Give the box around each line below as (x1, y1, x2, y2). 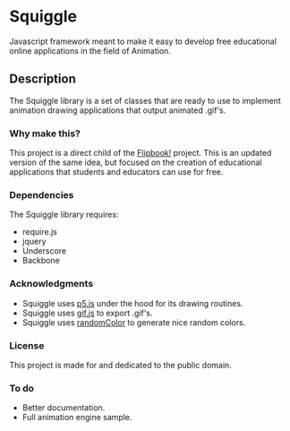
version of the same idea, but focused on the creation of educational (9, 157, 262, 168)
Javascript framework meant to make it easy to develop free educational (9, 36, 277, 47)
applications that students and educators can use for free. (9, 167, 224, 177)
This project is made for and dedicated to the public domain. (9, 359, 233, 370)
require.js (21, 227, 58, 237)
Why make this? (9, 127, 81, 140)
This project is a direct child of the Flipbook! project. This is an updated (9, 148, 272, 159)
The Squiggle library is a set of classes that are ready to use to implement (9, 95, 281, 106)
